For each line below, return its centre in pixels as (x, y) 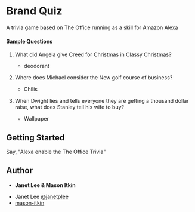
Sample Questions (30, 41)
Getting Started (35, 138)
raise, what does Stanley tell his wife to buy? (69, 107)
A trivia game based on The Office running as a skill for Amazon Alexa (92, 27)
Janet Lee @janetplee (41, 196)
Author (19, 170)
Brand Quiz (34, 11)
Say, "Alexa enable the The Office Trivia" (56, 152)
